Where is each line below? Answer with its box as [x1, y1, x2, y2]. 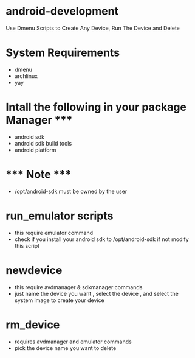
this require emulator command [14, 229, 94, 236]
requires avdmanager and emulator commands [14, 338, 132, 345]
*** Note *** [5, 167, 72, 181]
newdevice [5, 263, 63, 277]
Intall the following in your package [5, 100, 186, 114]
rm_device [5, 318, 60, 331]
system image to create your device [14, 297, 104, 304]
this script [14, 242, 40, 249]
